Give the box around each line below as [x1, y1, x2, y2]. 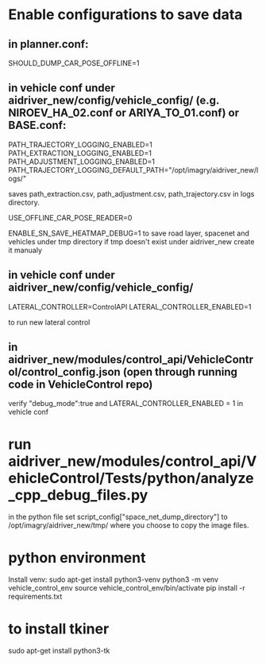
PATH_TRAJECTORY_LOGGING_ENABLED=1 [8, 139, 153, 149]
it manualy [8, 245, 42, 255]
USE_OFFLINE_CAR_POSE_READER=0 [8, 213, 133, 222]
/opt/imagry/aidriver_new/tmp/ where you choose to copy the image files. [8, 521, 249, 530]
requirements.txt [8, 591, 63, 602]
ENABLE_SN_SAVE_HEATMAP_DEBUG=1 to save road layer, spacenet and [8, 228, 250, 238]
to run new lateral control [8, 317, 91, 327]
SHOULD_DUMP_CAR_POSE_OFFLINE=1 [8, 58, 140, 68]
